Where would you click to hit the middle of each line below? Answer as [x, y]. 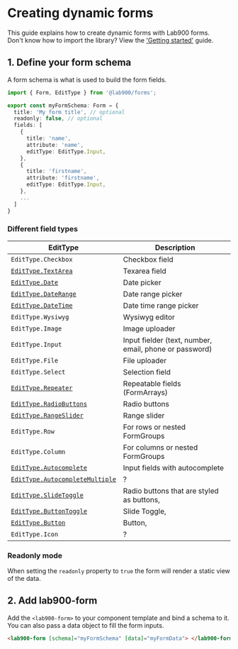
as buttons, [142, 499]
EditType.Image [36, 328]
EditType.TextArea [42, 271]
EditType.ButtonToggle [49, 511]
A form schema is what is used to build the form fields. [87, 79]
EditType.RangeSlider [47, 415]
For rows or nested [154, 427]
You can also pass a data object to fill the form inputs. [86, 625]
